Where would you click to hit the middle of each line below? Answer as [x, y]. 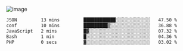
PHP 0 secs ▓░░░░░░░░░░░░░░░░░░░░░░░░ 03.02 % [92, 42]
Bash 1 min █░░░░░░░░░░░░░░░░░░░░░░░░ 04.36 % [92, 36]
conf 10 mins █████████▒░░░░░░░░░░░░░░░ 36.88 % [92, 26]
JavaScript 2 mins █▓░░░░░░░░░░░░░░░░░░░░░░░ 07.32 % [92, 31]
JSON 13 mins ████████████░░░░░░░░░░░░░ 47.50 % [92, 20]
